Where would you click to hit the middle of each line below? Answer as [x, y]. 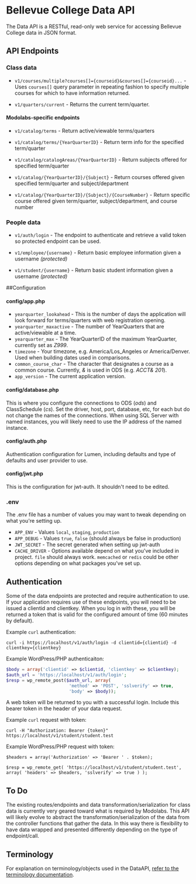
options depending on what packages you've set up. [78, 563]
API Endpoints [32, 51]
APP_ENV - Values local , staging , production [67, 532]
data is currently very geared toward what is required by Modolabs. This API [98, 811]
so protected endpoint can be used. [58, 241]
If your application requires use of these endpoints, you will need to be [91, 602]
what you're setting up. [34, 521]
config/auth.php [27, 441]
